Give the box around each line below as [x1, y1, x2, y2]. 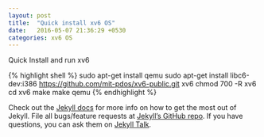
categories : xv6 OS [8, 33, 73, 42]
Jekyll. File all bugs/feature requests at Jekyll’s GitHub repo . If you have [8, 112, 243, 121]
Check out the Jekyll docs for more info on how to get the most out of [8, 103, 237, 112]
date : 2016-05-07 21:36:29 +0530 [8, 26, 126, 34]
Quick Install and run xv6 [8, 55, 90, 65]
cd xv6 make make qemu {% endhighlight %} [8, 88, 157, 97]
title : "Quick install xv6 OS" [8, 19, 115, 27]
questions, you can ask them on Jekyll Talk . [8, 120, 152, 129]
